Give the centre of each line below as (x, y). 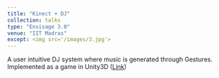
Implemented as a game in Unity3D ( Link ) (67, 67)
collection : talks (34, 20)
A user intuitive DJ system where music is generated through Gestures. (110, 59)
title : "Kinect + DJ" (39, 14)
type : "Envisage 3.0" (39, 26)
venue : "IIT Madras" (37, 33)
